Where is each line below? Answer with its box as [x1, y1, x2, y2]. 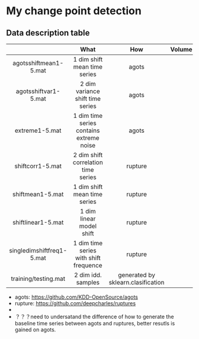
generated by [118, 271, 156, 279]
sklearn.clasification [108, 279, 165, 286]
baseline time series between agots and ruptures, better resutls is [14, 320, 175, 327]
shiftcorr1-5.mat [14, 162, 62, 170]
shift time [75, 95, 101, 103]
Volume [170, 46, 192, 53]
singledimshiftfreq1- [9, 247, 68, 254]
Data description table [6, 28, 90, 38]
